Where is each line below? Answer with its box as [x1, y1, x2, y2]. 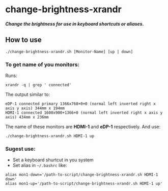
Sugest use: [5, 145, 36, 152]
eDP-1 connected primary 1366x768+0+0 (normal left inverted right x [5, 101, 156, 106]
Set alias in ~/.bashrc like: [12, 162, 67, 169]
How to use [5, 36, 42, 44]
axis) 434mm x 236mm [5, 114, 49, 120]
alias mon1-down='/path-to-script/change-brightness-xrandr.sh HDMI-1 [5, 172, 158, 177]
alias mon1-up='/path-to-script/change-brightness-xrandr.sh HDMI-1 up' [5, 181, 163, 186]
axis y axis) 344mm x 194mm [5, 106, 65, 111]
